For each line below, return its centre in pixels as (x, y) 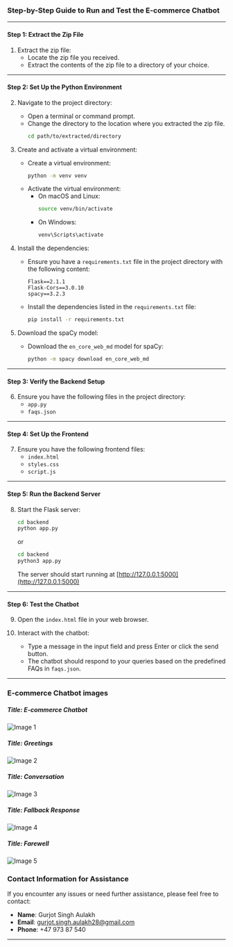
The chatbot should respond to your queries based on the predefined (127, 661)
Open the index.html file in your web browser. (83, 620)
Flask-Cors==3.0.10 (56, 288)
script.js (42, 472)
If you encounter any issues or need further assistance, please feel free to (113, 894)
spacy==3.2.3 (46, 294)
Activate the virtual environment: (74, 189)
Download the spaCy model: (58, 333)
